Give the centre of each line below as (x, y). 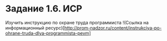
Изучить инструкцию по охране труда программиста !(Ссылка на (77, 22)
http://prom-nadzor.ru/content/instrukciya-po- (113, 27)
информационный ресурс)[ (35, 27)
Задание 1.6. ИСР (44, 9)
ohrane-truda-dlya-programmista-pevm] (48, 33)
